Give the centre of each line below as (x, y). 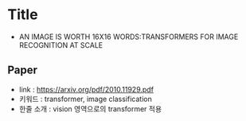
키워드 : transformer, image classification (85, 99)
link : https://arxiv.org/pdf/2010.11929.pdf (86, 89)
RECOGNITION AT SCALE (61, 45)
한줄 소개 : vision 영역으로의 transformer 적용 (90, 108)
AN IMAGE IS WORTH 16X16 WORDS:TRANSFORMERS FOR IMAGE (129, 37)
